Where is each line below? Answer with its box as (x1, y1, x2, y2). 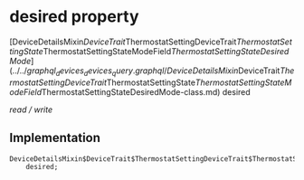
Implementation (9, 130, 101, 146)
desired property (9, 6, 139, 27)
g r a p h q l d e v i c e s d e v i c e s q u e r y (26, 65, 134, 78)
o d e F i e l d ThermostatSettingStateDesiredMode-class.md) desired (9, 86, 251, 97)
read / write (9, 104, 52, 115)
